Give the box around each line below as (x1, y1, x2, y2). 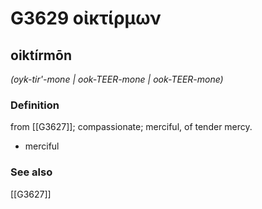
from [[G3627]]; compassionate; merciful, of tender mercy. (10, 121, 253, 133)
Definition (10, 98, 60, 112)
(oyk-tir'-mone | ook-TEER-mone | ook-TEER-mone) (10, 73, 224, 85)
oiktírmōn (10, 47, 72, 64)
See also (10, 165, 53, 179)
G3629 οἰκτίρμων (10, 7, 162, 30)
